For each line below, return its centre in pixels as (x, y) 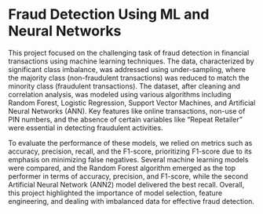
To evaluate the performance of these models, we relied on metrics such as (130, 143)
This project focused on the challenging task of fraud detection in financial (129, 53)
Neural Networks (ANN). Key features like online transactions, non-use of (127, 111)
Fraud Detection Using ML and (109, 15)
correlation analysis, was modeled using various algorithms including (120, 94)
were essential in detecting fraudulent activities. (86, 128)
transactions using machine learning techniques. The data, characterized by (131, 61)
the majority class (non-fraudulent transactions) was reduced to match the (129, 78)
